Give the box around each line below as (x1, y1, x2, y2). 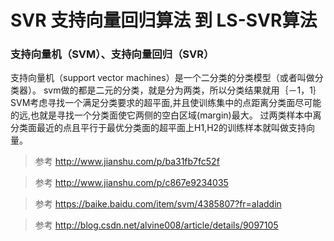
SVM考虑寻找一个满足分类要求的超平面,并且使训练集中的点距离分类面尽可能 (10, 97, 322, 109)
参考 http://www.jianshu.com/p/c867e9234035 (34, 177, 229, 189)
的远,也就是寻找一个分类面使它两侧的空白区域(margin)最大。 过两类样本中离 (10, 109, 322, 121)
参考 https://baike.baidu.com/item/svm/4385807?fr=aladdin (34, 198, 282, 210)
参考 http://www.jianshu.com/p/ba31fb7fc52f (34, 156, 220, 168)
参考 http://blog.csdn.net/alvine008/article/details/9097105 (34, 219, 279, 231)
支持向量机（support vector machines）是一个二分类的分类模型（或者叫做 (10, 72, 315, 84)
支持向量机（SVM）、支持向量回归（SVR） (10, 47, 215, 61)
